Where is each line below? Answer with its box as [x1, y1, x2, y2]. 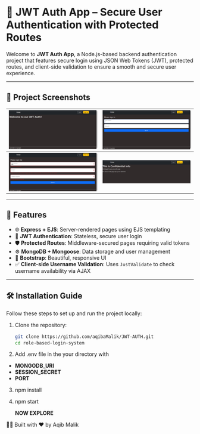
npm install [14, 386, 42, 393]
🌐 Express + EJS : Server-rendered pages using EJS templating [14, 226, 171, 233]
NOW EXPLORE [14, 410, 54, 417]
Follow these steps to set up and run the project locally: [6, 310, 142, 317]
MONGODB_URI [14, 362, 55, 370]
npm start [14, 398, 39, 405]
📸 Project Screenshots [6, 93, 90, 103]
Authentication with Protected [6, 18, 159, 32]
